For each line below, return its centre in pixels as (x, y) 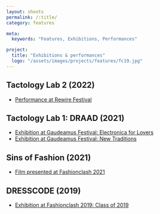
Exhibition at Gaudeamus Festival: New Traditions (76, 139)
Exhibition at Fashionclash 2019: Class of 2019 (72, 205)
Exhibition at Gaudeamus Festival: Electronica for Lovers (84, 132)
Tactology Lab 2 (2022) (50, 85)
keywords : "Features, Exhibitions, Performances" (74, 39)
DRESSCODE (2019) (44, 190)
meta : (13, 33)
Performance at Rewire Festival (53, 100)
